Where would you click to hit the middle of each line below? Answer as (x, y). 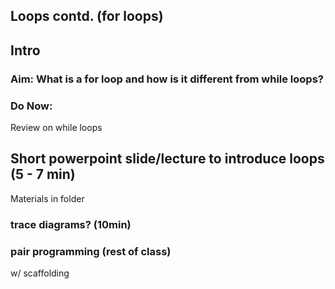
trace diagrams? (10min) (71, 224)
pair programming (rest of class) (91, 251)
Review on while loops (56, 127)
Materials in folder (47, 198)
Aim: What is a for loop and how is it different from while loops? (167, 79)
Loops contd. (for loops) (87, 16)
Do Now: (31, 106)
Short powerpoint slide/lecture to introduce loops (167, 159)
